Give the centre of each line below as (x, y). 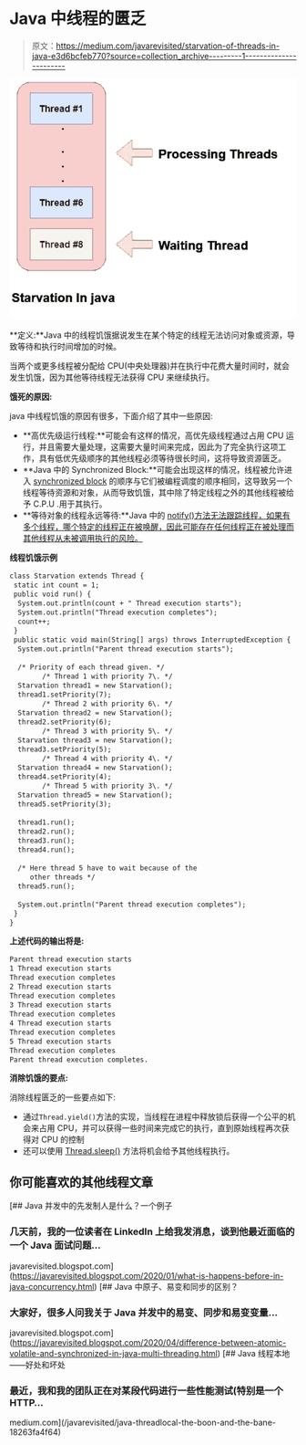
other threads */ (62, 877)
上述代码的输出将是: (47, 940)
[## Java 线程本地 (256, 1354)
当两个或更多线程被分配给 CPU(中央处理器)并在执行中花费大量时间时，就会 (149, 365)
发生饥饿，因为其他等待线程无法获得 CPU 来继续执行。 (112, 377)
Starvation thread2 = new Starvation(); (95, 713)
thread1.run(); (46, 822)
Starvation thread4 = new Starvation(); (95, 768)
